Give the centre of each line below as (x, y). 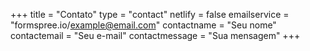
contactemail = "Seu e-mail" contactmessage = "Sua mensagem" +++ (155, 35)
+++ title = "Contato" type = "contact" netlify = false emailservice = (150, 14)
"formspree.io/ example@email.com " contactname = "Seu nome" (143, 25)
